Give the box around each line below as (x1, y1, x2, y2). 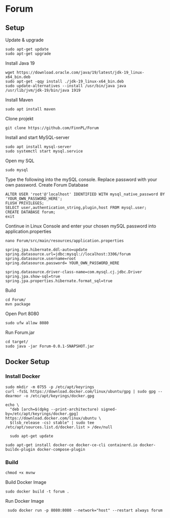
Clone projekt (5, 116, 34, 121)
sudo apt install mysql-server (5, 144, 72, 149)
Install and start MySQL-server (5, 135, 70, 140)
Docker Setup (5, 357, 50, 366)
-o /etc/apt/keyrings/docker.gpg (23, 393, 95, 398)
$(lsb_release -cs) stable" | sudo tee (10, 420, 95, 425)
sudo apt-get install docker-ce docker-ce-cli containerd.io (5, 442, 138, 448)
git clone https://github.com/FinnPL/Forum (5, 125, 99, 131)
